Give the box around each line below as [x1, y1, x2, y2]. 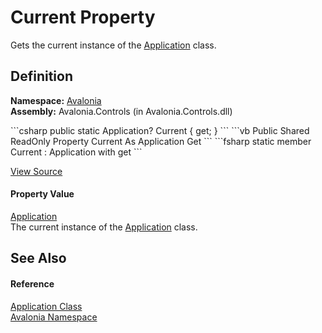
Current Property [10, 6, 156, 29]
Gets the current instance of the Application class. [10, 39, 217, 51]
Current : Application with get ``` [10, 146, 143, 158]
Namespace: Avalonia [10, 94, 102, 106]
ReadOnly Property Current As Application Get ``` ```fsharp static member [10, 135, 312, 147]
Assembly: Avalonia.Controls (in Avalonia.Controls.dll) [10, 105, 233, 117]
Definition [10, 68, 73, 85]
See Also [10, 250, 67, 267]
